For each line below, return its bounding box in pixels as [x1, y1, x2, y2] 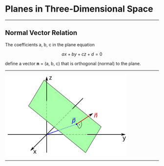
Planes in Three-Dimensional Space [5, 3, 153, 15]
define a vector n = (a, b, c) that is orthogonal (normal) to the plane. [5, 60, 141, 66]
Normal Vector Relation [5, 29, 78, 37]
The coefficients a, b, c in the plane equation [5, 41, 95, 47]
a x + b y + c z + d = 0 [61, 51, 102, 57]
